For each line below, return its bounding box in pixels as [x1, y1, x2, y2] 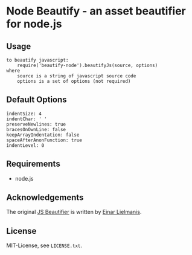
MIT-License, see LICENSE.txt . [6, 242, 83, 249]
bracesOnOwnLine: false [6, 126, 66, 132]
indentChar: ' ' [6, 116, 47, 122]
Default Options [6, 95, 68, 105]
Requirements [6, 159, 60, 169]
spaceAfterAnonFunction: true [6, 137, 83, 143]
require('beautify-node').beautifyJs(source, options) [17, 62, 158, 68]
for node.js [6, 17, 62, 31]
